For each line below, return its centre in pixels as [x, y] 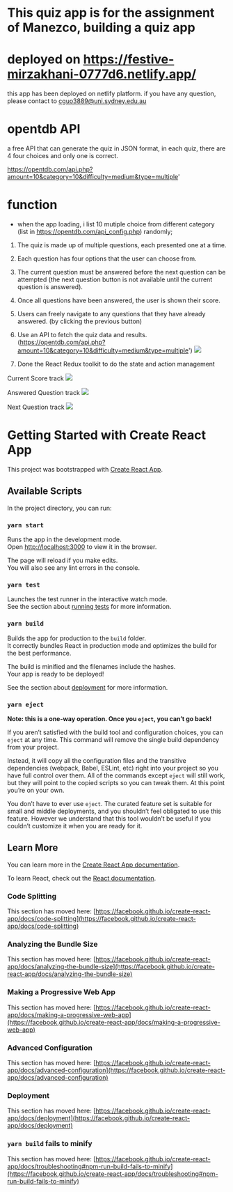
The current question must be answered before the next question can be [121, 272]
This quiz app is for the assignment [111, 13]
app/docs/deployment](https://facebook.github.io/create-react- [98, 1118]
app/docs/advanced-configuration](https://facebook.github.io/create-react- [116, 1070]
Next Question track [36, 407]
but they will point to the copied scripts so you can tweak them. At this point [116, 782]
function [32, 205]
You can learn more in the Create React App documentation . [94, 865]
